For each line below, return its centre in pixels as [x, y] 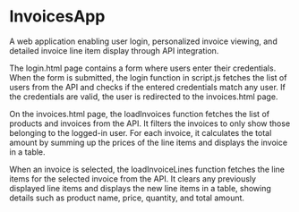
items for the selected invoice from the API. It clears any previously [133, 178]
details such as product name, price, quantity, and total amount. [127, 198]
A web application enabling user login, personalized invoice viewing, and [143, 41]
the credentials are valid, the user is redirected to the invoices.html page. [144, 97]
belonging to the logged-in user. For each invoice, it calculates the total [141, 132]
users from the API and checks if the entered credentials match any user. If [148, 87]
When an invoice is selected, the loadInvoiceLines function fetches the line [147, 169]
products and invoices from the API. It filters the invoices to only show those [150, 123]
